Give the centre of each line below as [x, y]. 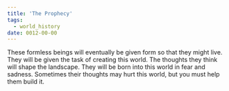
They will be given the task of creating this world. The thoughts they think [112, 60]
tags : [15, 20]
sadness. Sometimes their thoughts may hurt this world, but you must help [113, 74]
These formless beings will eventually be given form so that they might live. [115, 52]
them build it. [26, 82]
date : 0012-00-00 [32, 33]
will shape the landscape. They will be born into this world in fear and [107, 67]
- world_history [37, 26]
